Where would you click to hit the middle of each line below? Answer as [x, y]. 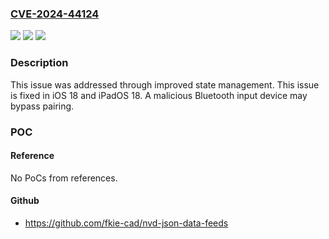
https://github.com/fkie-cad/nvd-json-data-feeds [126, 223]
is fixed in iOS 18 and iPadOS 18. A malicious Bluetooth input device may [159, 95]
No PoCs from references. [64, 178]
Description [39, 63]
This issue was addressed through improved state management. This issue [165, 84]
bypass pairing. [42, 106]
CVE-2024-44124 [55, 14]
